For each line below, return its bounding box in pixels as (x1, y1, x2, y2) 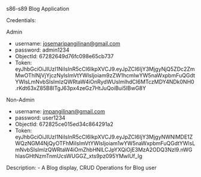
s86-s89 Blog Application (6, 5, 70, 12)
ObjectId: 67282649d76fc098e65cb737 (14, 53, 114, 59)
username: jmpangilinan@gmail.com (14, 108, 106, 115)
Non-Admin (6, 96, 35, 103)
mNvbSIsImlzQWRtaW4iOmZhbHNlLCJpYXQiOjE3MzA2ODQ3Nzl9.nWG (14, 146, 193, 153)
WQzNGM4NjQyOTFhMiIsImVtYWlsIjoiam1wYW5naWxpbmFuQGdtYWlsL (14, 140, 196, 146)
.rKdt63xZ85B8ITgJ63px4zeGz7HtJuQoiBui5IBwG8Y (14, 85, 146, 92)
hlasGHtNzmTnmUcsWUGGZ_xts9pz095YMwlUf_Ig (14, 152, 143, 160)
